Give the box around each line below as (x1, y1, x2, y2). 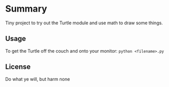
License (5, 63, 31, 71)
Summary (5, 3, 47, 15)
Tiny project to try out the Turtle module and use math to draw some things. (5, 20, 163, 26)
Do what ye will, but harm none (5, 76, 70, 82)
